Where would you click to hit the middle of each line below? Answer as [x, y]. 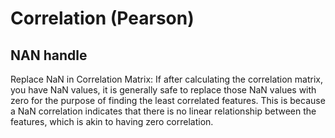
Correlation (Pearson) [102, 18]
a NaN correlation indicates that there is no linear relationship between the [163, 111]
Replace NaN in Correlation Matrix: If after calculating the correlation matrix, [167, 79]
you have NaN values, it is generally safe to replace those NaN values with [163, 90]
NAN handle [49, 55]
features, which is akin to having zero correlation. [112, 121]
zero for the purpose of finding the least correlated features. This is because [168, 100]
